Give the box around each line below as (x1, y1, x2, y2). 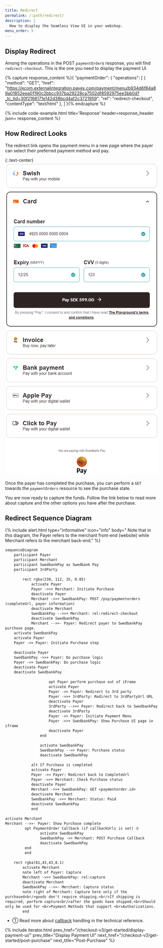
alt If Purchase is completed (31, 762, 92, 767)
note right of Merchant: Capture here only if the (22, 889, 127, 894)
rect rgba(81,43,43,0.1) (14, 860, 64, 865)
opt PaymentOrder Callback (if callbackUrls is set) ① (24, 826, 140, 831)
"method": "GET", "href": (5, 80, 55, 85)
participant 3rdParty (14, 567, 57, 572)
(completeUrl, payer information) (5, 601, 75, 606)
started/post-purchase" (5, 937, 53, 943)
